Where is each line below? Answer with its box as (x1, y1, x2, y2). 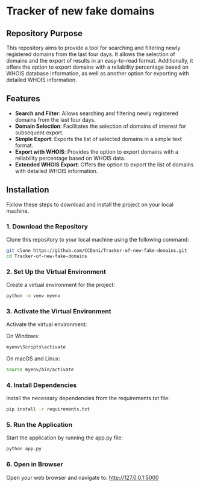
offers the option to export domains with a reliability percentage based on (6, 63, 189, 71)
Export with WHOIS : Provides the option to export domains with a (14, 148, 179, 155)
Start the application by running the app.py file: (6, 434, 123, 441)
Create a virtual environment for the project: (6, 281, 116, 288)
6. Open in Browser (6, 460, 63, 468)
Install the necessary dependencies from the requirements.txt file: (6, 395, 170, 402)
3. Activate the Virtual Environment (6, 307, 111, 315)
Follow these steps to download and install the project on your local (6, 201, 173, 208)
